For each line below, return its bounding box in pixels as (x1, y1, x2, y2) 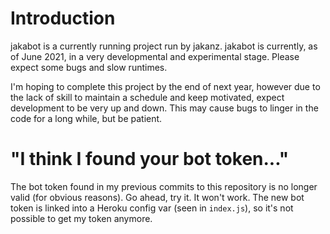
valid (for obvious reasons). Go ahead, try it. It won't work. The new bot (10, 191, 305, 203)
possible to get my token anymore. (10, 212, 153, 224)
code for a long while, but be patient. (10, 112, 163, 124)
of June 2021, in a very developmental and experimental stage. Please (10, 50, 300, 62)
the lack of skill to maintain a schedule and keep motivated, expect (10, 91, 285, 103)
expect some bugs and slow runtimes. (10, 61, 168, 73)
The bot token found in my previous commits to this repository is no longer (10, 180, 318, 192)
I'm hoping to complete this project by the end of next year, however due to (10, 80, 321, 92)
